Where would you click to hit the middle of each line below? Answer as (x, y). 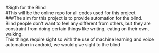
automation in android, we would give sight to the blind (63, 45)
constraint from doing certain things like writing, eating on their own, (77, 29)
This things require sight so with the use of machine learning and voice (80, 39)
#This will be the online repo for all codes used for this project (70, 13)
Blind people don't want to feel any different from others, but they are (78, 23)
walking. (14, 34)
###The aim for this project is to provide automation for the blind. (74, 18)
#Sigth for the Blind (25, 7)
